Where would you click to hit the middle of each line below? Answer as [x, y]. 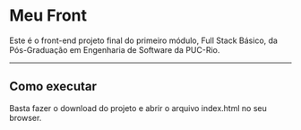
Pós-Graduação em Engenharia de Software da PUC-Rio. [115, 49]
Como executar [53, 87]
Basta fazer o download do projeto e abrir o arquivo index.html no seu [138, 108]
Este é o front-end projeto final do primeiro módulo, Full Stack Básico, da [143, 40]
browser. [26, 117]
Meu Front [48, 16]
